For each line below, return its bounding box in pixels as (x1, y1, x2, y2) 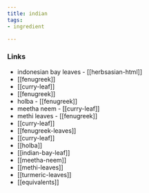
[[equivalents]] (17, 178, 59, 186)
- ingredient (7, 23, 45, 30)
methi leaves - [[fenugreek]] (17, 111, 98, 120)
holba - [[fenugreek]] (17, 97, 78, 105)
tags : (7, 17, 23, 24)
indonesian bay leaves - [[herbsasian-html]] (17, 67, 143, 76)
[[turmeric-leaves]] (17, 170, 72, 178)
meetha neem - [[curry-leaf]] (17, 104, 100, 113)
